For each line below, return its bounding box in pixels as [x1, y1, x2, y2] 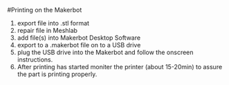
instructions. [17, 56, 53, 64]
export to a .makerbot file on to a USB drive [17, 41, 141, 49]
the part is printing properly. [17, 70, 98, 78]
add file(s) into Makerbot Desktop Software [17, 34, 140, 42]
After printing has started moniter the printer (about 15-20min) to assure [17, 63, 223, 71]
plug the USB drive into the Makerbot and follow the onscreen [17, 48, 194, 56]
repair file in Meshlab [17, 27, 78, 34]
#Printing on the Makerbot [7, 6, 82, 14]
